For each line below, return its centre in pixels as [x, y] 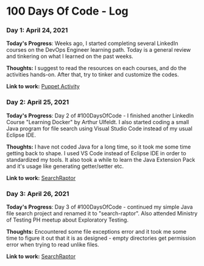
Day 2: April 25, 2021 [38, 102]
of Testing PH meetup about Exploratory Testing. [68, 220]
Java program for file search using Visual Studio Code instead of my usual [100, 128]
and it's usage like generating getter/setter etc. [65, 166]
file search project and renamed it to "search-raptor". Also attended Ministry [102, 214]
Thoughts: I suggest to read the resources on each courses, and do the [97, 68]
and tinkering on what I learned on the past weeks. [70, 57]
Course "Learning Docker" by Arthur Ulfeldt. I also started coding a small [98, 122]
